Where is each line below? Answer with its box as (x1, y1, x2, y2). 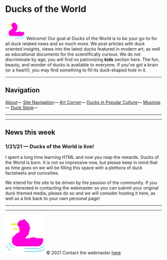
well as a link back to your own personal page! (5, 195, 100, 201)
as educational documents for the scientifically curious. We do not (5, 51, 141, 57)
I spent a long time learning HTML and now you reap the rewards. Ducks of (5, 154, 159, 160)
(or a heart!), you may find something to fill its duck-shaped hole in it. (5, 67, 147, 73)
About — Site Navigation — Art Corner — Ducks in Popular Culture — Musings (5, 99, 161, 105)
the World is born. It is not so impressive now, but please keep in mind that (5, 160, 158, 166)
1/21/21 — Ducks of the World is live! (5, 143, 94, 150)
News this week (5, 128, 56, 137)
